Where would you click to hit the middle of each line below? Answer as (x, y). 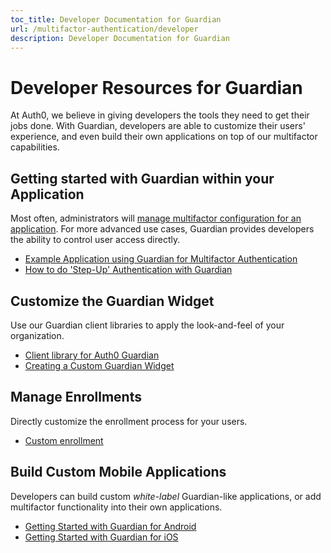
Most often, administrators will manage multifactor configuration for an (156, 218)
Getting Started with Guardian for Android (110, 526)
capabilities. (35, 147)
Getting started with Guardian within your (142, 178)
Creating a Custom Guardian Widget (99, 365)
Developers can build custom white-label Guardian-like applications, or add (166, 496)
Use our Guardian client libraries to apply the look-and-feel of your (147, 325)
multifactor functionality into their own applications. (116, 507)
